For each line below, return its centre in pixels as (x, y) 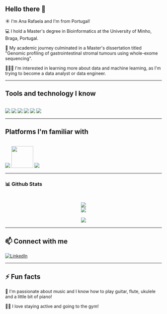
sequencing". (19, 58)
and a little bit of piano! (29, 297)
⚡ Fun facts (23, 277)
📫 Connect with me (37, 241)
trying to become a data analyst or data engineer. (56, 73)
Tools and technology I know (50, 94)
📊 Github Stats (24, 184)
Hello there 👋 (26, 9)
